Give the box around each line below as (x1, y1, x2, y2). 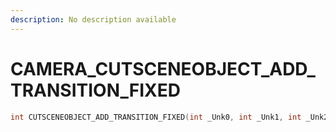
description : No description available (10, 14, 177, 25)
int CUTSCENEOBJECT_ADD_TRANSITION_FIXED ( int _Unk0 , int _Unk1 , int (10, 112, 302, 122)
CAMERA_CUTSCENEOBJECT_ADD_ (10, 57, 316, 80)
